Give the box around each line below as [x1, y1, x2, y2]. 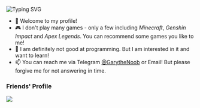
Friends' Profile [6, 82, 52, 90]
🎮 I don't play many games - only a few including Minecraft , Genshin [14, 24, 187, 31]
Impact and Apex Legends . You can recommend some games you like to [14, 33, 194, 40]
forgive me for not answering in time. [14, 67, 107, 74]
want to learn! [14, 52, 50, 59]
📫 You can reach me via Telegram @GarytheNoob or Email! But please [14, 59, 190, 65]
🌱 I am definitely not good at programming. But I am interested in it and [14, 46, 190, 52]
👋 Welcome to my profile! [14, 17, 78, 24]
